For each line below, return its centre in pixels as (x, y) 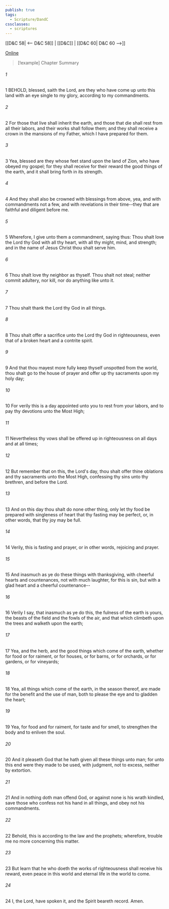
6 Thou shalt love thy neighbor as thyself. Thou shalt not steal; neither (78, 275)
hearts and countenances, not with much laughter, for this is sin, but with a (83, 580)
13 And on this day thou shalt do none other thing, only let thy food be (78, 509)
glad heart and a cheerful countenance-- (48, 585)
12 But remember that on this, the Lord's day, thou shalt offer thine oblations (84, 471)
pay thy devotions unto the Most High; (45, 411)
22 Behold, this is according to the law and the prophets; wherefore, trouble (84, 836)
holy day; (15, 378)
